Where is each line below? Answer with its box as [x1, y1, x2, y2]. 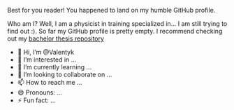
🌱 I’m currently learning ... [17, 63, 92, 71]
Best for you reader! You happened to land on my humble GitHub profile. [7, 6, 216, 14]
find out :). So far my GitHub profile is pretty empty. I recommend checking [7, 27, 223, 35]
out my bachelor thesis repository [7, 34, 105, 43]
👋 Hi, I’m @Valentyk [17, 48, 75, 56]
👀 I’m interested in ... [17, 55, 77, 64]
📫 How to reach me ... [17, 78, 82, 86]
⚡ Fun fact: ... [17, 96, 56, 104]
